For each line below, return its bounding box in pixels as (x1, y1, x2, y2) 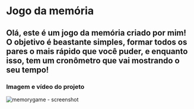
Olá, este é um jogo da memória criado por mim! (6, 28, 187, 38)
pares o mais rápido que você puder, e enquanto (6, 46, 188, 56)
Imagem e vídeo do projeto (6, 82, 85, 91)
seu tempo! (6, 65, 49, 75)
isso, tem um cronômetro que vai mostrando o (6, 55, 180, 66)
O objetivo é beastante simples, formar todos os (6, 37, 187, 47)
